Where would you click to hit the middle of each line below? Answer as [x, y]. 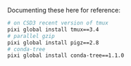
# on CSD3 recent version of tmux [58, 23]
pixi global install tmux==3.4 [53, 29]
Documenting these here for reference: [64, 10]
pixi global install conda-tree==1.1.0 [66, 55]
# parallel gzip [31, 36]
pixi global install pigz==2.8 [53, 42]
